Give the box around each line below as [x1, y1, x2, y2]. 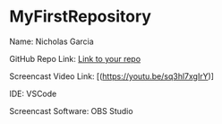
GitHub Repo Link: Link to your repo [9, 53, 141, 64]
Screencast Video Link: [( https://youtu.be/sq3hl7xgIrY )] [9, 70, 215, 82]
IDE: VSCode [9, 88, 57, 99]
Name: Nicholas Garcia [9, 36, 94, 47]
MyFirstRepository [9, 6, 152, 27]
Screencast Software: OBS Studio [9, 105, 133, 116]
